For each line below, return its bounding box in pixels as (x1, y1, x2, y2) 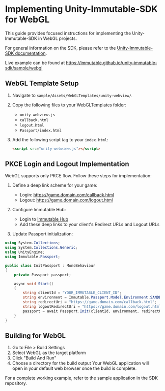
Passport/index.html (19, 128, 62, 133)
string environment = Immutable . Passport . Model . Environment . (23, 295, 151, 300)
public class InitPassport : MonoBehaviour (5, 263, 96, 268)
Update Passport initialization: (12, 231, 73, 237)
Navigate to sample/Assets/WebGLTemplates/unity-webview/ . (12, 92, 133, 98)
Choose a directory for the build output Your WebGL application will (12, 360, 149, 366)
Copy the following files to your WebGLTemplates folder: (12, 102, 127, 108)
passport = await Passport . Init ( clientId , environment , (23, 309, 139, 314)
